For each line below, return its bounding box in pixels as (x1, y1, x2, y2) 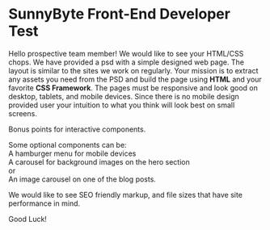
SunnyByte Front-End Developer (8, 5, 230, 23)
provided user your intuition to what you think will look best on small (8, 100, 235, 110)
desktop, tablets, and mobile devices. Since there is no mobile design (8, 91, 240, 101)
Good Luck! (8, 214, 47, 224)
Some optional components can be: (8, 140, 127, 149)
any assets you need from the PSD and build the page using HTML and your (8, 74, 263, 84)
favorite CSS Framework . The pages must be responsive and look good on (8, 82, 259, 93)
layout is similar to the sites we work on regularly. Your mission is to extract (8, 65, 259, 75)
